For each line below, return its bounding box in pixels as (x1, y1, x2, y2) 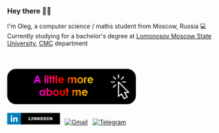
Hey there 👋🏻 (7, 6, 51, 16)
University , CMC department (7, 39, 88, 47)
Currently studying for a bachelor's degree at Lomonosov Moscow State (7, 32, 212, 40)
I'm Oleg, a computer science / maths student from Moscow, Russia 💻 (7, 22, 207, 30)
